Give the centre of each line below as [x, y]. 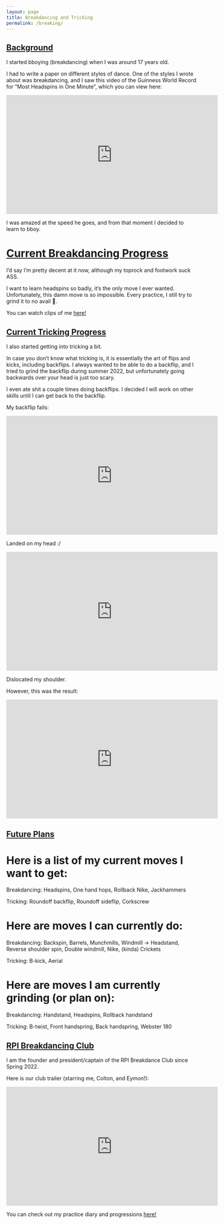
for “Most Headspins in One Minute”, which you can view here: [84, 87]
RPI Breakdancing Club [50, 1045]
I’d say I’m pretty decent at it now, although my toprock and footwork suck [99, 270]
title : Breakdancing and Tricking [50, 18]
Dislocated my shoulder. [36, 679]
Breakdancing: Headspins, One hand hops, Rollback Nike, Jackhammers [96, 890]
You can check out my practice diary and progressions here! [82, 1214]
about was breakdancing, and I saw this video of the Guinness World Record [101, 80]
